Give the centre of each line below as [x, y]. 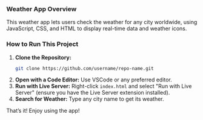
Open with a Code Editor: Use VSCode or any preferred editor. [94, 80]
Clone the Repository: [43, 57]
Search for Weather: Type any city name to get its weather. [90, 99]
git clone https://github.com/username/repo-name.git [84, 68]
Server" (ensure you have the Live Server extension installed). [92, 93]
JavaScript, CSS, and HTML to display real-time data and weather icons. [97, 28]
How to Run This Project [42, 44]
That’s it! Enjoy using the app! [43, 111]
